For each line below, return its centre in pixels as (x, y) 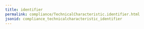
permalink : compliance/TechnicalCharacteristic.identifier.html (72, 14)
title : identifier (24, 10)
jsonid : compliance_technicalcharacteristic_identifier (64, 19)
